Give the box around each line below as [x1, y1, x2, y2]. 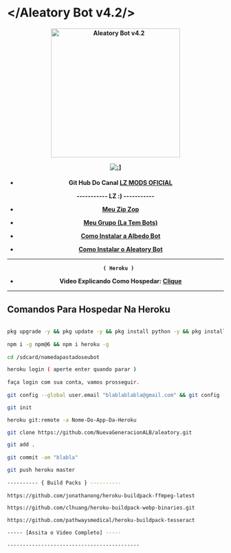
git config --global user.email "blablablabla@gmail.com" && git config [7, 391, 220, 398]
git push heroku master [7, 466, 76, 474]
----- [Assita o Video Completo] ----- [7, 530, 122, 536]
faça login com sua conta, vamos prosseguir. [7, 379, 140, 386]
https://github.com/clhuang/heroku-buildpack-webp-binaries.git [7, 504, 195, 512]
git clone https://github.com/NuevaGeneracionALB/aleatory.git [7, 429, 192, 436]
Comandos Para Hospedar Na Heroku [7, 303, 170, 315]
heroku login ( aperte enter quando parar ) [7, 366, 137, 373]
